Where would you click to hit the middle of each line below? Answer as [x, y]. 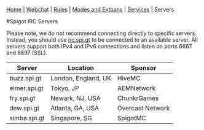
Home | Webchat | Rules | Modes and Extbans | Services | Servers [90, 10]
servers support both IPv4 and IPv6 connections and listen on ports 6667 [99, 46]
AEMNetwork [136, 88]
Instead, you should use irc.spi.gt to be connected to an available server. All [102, 40]
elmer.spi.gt [27, 88]
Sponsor [144, 68]
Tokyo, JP [65, 88]
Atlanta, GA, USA [75, 108]
